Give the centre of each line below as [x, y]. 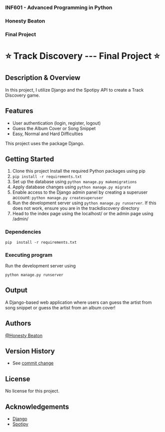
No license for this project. [32, 391]
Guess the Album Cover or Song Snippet [54, 128]
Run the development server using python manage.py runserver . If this [84, 203]
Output [16, 290]
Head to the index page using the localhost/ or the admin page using [83, 214]
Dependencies [23, 232]
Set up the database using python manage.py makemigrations [75, 182]
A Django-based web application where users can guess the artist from [79, 302]
